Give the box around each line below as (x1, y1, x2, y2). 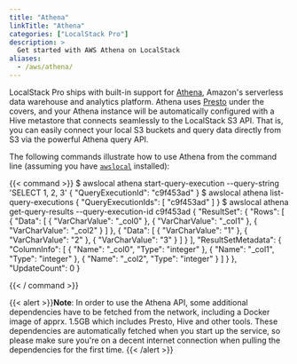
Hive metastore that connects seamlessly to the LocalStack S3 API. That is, (9, 115, 284, 125)
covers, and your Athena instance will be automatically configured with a (9, 106, 275, 116)
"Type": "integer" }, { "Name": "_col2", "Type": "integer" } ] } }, (9, 253, 238, 264)
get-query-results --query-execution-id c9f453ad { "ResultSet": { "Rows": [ (9, 206, 285, 217)
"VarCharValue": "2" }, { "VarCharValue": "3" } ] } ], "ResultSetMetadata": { (9, 234, 282, 245)
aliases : (9, 54, 42, 63)
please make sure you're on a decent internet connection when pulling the (9, 335, 281, 345)
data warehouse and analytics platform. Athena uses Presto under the (9, 96, 264, 107)
